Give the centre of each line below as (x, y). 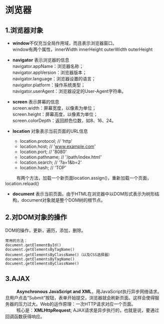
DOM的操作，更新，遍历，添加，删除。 (45, 230)
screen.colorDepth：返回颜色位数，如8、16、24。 (64, 121)
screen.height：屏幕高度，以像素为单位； (55, 114)
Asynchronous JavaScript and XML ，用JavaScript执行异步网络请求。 (89, 291)
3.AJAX (17, 279)
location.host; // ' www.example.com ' (58, 146)
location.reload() (22, 183)
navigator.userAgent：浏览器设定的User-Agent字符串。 (69, 91)
